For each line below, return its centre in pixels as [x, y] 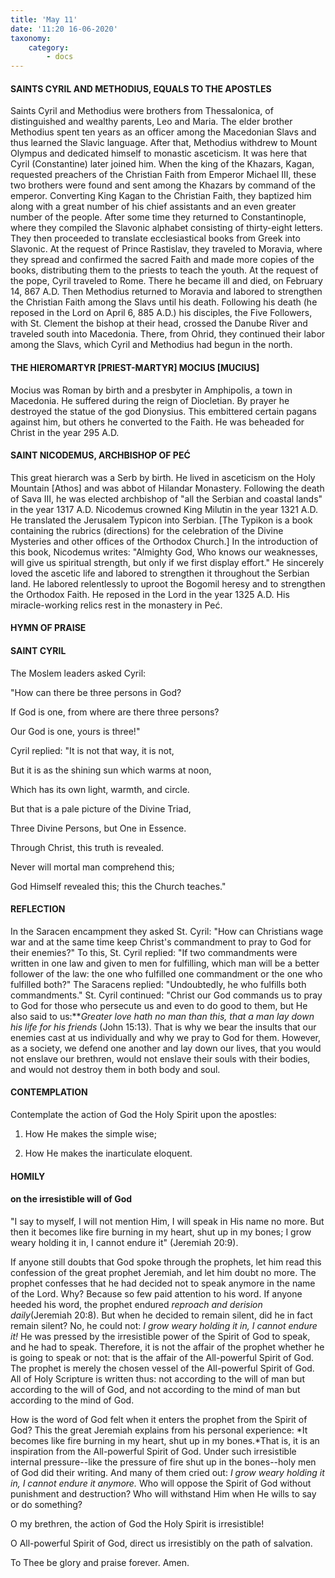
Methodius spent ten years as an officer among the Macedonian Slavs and [163, 132]
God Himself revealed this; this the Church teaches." [118, 886]
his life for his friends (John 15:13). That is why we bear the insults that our [163, 1027]
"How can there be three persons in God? [96, 692]
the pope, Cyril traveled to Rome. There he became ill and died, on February [166, 281]
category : [49, 47]
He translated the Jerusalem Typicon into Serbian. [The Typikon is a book [161, 520]
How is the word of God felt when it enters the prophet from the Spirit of [159, 1419]
